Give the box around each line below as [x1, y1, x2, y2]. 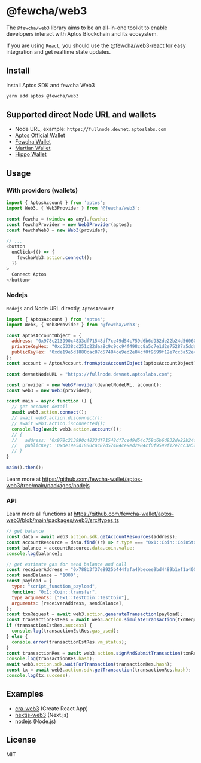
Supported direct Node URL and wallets [6, 109, 157, 120]
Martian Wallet [14, 145, 51, 152]
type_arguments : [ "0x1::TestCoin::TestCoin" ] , [11, 594, 130, 600]
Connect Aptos [11, 271, 47, 277]
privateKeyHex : [11, 344, 50, 350]
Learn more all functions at [6, 510, 73, 518]
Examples [6, 689, 44, 699]
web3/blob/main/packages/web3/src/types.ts [6, 517, 120, 524]
